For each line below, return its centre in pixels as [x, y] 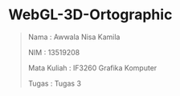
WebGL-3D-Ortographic [90, 15]
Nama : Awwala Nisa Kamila [74, 37]
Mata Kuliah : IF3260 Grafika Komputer [92, 68]
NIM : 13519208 [54, 52]
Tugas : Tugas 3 [55, 83]
